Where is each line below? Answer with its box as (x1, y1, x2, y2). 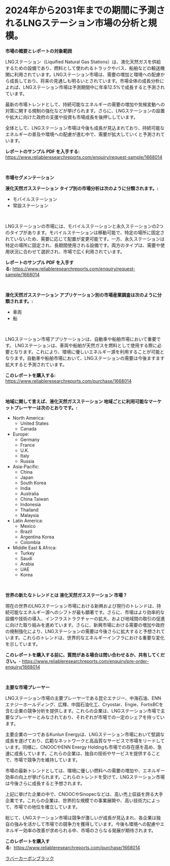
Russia (20, 458, 35, 464)
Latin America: (12, 517, 43, 524)
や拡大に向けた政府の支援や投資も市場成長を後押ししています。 (5, 114, 139, 120)
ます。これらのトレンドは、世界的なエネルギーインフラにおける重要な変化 (9, 634, 165, 641)
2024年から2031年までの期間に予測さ (5, 5, 165, 16)
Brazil (20, 528, 32, 534)
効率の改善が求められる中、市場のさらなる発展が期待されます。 (22, 827, 156, 833)
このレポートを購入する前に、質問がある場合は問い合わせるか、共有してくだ (5, 652, 165, 658)
